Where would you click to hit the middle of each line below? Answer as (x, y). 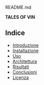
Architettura (25, 61)
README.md (18, 7)
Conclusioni (25, 72)
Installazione (25, 51)
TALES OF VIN (20, 17)
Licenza (20, 77)
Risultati (20, 67)
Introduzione (25, 45)
